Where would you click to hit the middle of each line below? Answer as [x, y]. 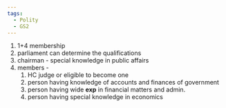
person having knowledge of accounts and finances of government [123, 83]
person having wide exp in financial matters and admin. [106, 89]
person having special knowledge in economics [95, 97]
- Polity [26, 20]
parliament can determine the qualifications [79, 53]
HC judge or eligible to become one [78, 75]
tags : [15, 13]
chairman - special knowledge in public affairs [83, 61]
